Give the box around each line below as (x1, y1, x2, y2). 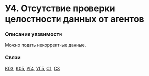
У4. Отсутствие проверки (5, 3, 115, 14)
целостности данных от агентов (5, 13, 144, 25)
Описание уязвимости (5, 31, 62, 38)
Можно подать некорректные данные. (5, 42, 86, 48)
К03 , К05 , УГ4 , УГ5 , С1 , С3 (5, 65, 60, 71)
